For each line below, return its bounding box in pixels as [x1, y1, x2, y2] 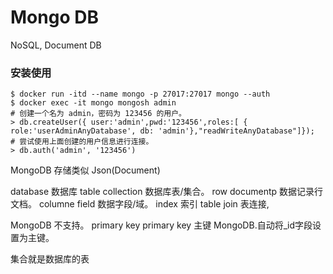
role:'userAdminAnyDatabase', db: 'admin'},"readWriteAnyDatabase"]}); [10, 126, 315, 136]
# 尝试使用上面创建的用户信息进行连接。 [10, 137, 154, 147]
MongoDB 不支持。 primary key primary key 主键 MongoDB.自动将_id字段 [10, 219, 313, 231]
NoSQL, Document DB [10, 39, 102, 51]
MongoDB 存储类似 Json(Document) [10, 164, 161, 176]
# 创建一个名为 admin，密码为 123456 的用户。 [10, 109, 187, 119]
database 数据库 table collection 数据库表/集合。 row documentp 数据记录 [10, 186, 315, 198]
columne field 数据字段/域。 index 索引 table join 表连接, [38, 198, 270, 210]
